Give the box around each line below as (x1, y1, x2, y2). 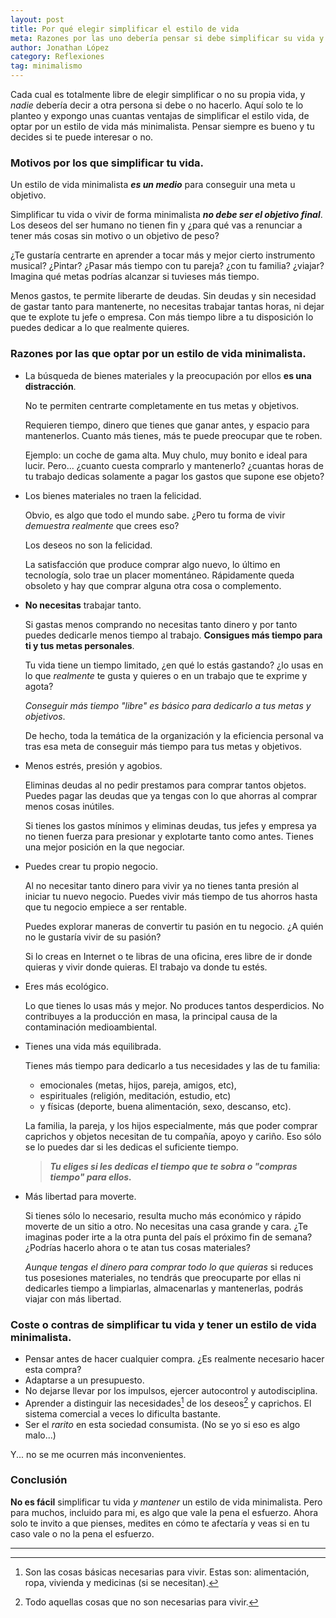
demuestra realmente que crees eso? (24, 519, 180, 531)
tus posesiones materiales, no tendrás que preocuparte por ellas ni (24, 1271, 302, 1283)
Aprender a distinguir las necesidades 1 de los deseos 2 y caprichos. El (24, 1395, 312, 1409)
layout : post (10, 14, 65, 25)
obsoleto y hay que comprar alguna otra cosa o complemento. (24, 579, 282, 591)
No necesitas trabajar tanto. (24, 599, 142, 611)
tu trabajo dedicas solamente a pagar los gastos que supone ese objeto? (24, 470, 325, 482)
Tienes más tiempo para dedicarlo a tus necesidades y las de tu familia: (24, 1059, 321, 1071)
